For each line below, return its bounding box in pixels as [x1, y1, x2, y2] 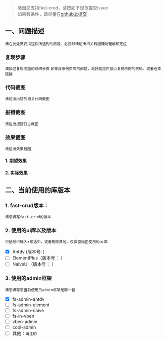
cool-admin [12, 324, 36, 330]
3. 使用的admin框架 [5, 275, 52, 282]
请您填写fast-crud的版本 [5, 214, 51, 219]
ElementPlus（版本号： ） [12, 255, 65, 261]
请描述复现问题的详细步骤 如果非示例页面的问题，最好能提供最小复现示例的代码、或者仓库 [5, 67, 162, 72]
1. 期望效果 [5, 158, 27, 164]
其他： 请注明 [12, 331, 37, 337]
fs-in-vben [12, 313, 35, 319]
